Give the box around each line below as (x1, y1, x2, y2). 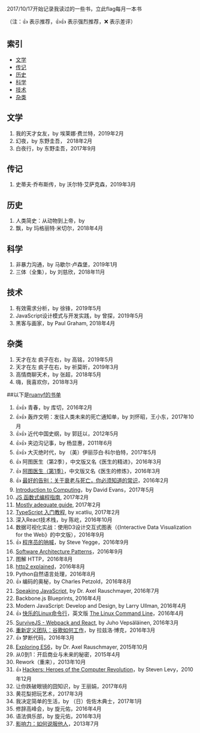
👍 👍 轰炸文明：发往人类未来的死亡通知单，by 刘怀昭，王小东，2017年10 (15, 413, 194, 420)
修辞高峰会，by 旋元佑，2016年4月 (15, 705, 102, 712)
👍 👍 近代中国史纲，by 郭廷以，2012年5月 (15, 430, 119, 437)
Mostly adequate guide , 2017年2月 (15, 501, 101, 508)
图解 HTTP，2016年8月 (15, 555, 73, 562)
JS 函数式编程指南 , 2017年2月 (15, 493, 89, 501)
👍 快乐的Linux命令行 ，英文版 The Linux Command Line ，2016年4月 (15, 610, 184, 617)
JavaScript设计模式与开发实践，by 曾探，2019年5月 (15, 312, 144, 319)
